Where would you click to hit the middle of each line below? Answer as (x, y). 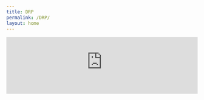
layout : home (23, 23)
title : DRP (20, 12)
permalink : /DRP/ (28, 18)
